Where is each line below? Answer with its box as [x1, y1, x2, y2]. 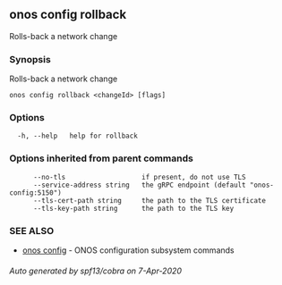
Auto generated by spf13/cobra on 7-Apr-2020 [9, 265, 182, 276]
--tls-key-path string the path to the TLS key [32, 204, 235, 213]
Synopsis [9, 53, 51, 65]
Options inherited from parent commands [9, 152, 194, 164]
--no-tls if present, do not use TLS [32, 172, 246, 181]
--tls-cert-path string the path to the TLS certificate [32, 196, 267, 205]
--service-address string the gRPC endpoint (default [32, 180, 246, 189]
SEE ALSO [9, 224, 55, 237]
